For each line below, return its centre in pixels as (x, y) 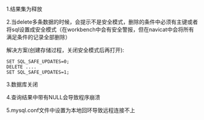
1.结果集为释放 (24, 9)
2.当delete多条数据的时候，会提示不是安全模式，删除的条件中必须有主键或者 (102, 22)
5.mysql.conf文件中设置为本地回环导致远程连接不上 (71, 110)
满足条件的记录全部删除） (38, 37)
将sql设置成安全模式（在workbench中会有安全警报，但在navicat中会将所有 (100, 30)
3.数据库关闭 (22, 84)
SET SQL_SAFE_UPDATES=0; (38, 62)
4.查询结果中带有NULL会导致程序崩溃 (53, 97)
